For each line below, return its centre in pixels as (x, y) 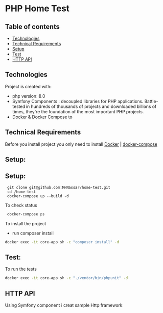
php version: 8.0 (29, 96)
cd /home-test (22, 192)
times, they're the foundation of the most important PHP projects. (78, 111)
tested (19, 106)
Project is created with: (28, 86)
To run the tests (21, 269)
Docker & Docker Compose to (42, 117)
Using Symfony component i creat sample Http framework (64, 305)
